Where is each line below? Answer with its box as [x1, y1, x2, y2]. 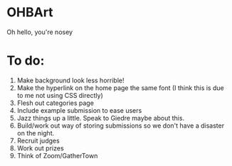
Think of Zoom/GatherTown [16, 151, 98, 160]
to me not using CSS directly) [16, 91, 104, 99]
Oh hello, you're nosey [6, 28, 73, 36]
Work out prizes [16, 143, 65, 153]
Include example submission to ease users [16, 106, 142, 114]
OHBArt [6, 4, 54, 21]
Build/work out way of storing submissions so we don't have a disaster [16, 121, 225, 130]
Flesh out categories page [16, 99, 94, 107]
